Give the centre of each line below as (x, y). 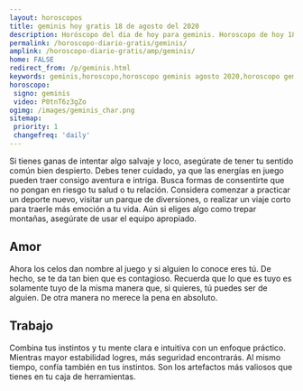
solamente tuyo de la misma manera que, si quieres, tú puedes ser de (138, 288)
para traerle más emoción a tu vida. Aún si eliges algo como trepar (133, 209)
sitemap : (26, 118)
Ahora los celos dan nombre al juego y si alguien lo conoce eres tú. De (141, 268)
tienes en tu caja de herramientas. (73, 377)
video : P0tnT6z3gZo (50, 102)
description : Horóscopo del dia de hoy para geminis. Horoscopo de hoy (147, 34)
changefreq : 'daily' (52, 135)
